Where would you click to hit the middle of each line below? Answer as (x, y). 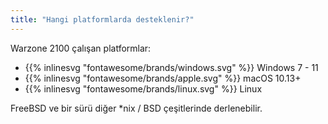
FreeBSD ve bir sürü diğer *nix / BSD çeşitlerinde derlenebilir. (136, 108)
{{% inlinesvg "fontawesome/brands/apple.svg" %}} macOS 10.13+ (163, 78)
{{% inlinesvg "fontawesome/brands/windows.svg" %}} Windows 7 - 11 (171, 67)
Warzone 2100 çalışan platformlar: (81, 48)
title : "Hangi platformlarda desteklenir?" (102, 19)
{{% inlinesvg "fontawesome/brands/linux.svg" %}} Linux (143, 88)
